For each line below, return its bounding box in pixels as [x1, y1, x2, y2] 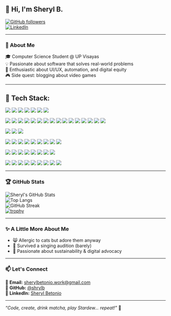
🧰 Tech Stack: [5, 94, 50, 102]
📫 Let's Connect [5, 266, 48, 273]
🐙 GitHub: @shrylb [5, 284, 45, 291]
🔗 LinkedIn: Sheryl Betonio [5, 290, 62, 296]
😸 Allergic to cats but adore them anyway [12, 237, 101, 243]
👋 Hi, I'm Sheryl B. [5, 5, 64, 14]
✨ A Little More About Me [5, 225, 69, 232]
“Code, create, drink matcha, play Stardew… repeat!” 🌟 [5, 304, 122, 311]
